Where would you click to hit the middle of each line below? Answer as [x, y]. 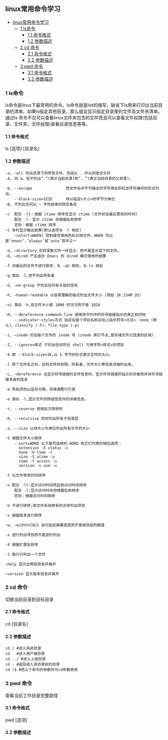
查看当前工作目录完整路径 [32, 695]
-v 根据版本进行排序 [24, 515]
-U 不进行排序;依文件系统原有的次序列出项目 [45, 506]
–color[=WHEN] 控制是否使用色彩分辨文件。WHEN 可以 [64, 235]
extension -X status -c [43, 448]
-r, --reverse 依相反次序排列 [34, 409]
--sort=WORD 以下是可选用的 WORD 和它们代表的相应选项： [68, 443]
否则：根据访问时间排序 [35, 496]
